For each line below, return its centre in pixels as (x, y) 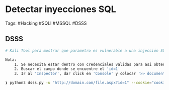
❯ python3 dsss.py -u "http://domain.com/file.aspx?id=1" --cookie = (78, 83)
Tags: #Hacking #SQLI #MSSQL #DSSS (46, 23)
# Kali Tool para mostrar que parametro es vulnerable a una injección (82, 51)
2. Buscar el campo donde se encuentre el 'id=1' (67, 69)
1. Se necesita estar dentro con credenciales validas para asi (83, 64)
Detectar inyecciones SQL (61, 9)
